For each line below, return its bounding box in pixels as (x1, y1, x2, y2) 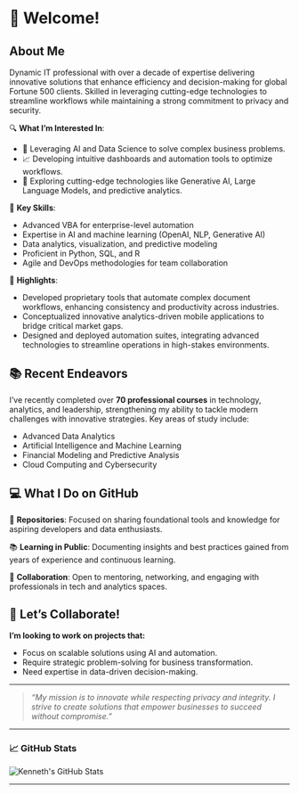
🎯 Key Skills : (9, 202, 56, 213)
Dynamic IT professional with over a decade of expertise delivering (9, 67, 255, 78)
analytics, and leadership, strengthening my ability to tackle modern (9, 404, 258, 414)
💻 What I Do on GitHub (9, 486, 140, 502)
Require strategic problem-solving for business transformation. (21, 657, 254, 667)
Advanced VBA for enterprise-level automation (21, 220, 194, 230)
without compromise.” (30, 711, 113, 722)
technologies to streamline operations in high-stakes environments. (21, 340, 270, 350)
